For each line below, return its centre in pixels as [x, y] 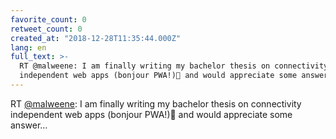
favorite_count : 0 [48, 19]
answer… [29, 125]
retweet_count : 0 [46, 29]
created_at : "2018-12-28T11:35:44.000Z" [96, 38]
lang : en [28, 47]
